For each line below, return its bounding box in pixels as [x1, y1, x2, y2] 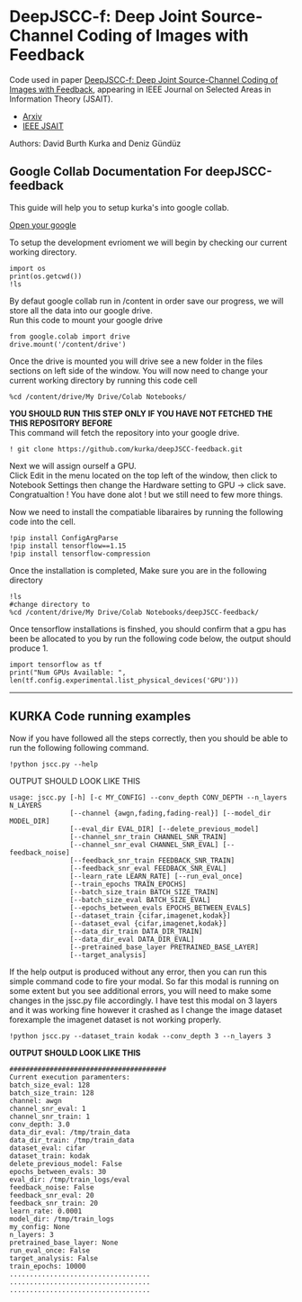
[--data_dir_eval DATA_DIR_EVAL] [69, 935, 195, 944]
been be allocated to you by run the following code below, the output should [9, 633, 292, 644]
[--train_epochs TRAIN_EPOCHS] [69, 880, 187, 889]
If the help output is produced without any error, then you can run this [9, 966, 268, 977]
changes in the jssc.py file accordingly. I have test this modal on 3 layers [9, 995, 278, 1006]
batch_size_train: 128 [9, 1088, 94, 1098]
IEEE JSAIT [22, 120, 65, 131]
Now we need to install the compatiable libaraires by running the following [9, 506, 284, 517]
